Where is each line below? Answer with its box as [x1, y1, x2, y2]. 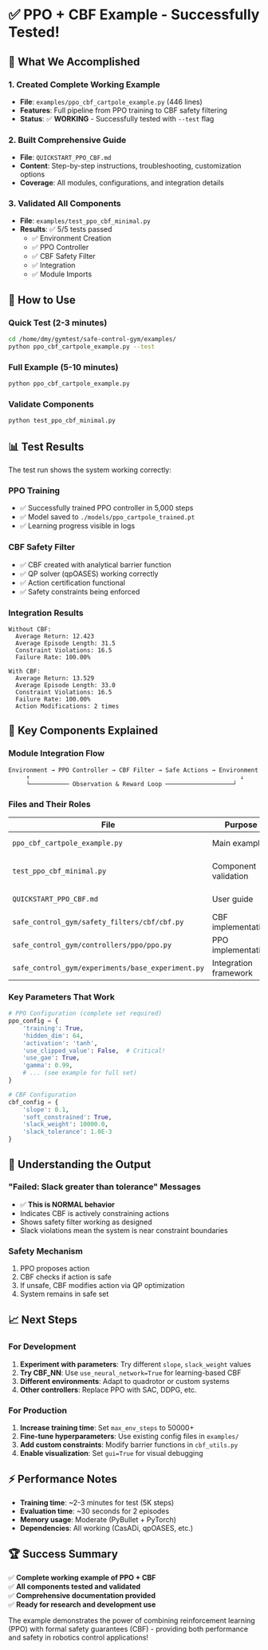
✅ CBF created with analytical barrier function [19, 559, 171, 569]
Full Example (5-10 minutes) [8, 361, 119, 372]
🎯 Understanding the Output [8, 1157, 152, 1171]
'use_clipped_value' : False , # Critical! [22, 1047, 166, 1055]
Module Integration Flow [8, 748, 105, 759]
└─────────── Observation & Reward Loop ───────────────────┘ [26, 780, 238, 788]
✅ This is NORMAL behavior [19, 1199, 116, 1209]
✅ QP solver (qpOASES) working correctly [19, 569, 159, 578]
